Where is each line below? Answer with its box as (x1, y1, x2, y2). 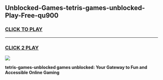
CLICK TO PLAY (5, 26, 43, 33)
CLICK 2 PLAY (5, 44, 39, 51)
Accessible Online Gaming (5, 69, 60, 75)
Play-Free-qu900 (5, 12, 59, 20)
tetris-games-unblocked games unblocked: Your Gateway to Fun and (5, 64, 147, 70)
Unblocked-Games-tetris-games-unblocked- (5, 4, 146, 12)
